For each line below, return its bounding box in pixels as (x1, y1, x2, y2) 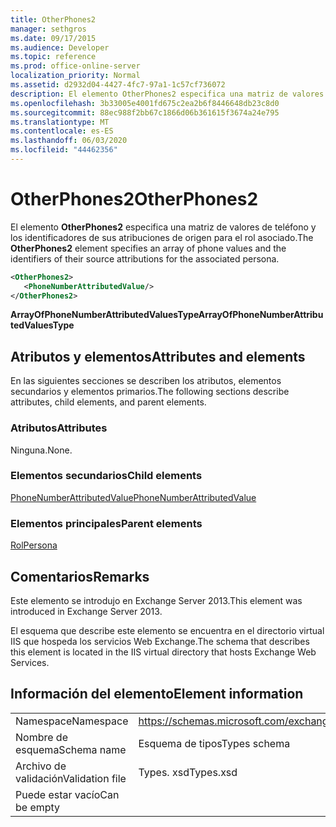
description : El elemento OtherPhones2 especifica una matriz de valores (10, 89, 325, 99)
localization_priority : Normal (10, 71, 141, 81)
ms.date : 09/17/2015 (10, 33, 97, 43)
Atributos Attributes (10, 421, 108, 435)
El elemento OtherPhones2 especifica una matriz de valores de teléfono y (10, 221, 317, 233)
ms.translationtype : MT (10, 117, 110, 127)
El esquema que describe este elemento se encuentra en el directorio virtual (10, 624, 325, 636)
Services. (10, 656, 50, 668)
